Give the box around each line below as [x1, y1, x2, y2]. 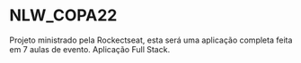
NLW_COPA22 [9, 5, 118, 26]
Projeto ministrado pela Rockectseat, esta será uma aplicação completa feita [9, 35, 293, 45]
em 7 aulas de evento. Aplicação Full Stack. [9, 43, 171, 54]
